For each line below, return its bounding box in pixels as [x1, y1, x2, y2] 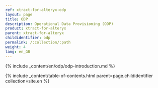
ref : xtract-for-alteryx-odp [5, 7, 66, 12]
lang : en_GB [5, 49, 30, 54]
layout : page [5, 12, 33, 17]
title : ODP [5, 16, 28, 21]
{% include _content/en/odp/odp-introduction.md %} [5, 63, 115, 69]
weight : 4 [5, 44, 26, 49]
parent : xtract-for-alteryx [5, 30, 64, 35]
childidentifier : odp [5, 35, 51, 40]
